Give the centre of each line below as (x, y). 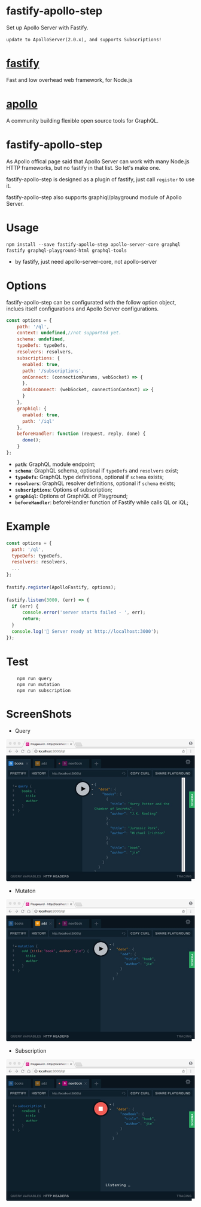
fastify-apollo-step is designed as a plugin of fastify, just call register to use (100, 179)
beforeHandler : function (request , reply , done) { (81, 434)
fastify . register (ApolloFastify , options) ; (61, 587)
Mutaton (25, 891)
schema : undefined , (41, 339)
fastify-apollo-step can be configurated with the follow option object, (91, 302)
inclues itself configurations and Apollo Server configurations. (83, 309)
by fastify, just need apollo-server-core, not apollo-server (86, 261)
